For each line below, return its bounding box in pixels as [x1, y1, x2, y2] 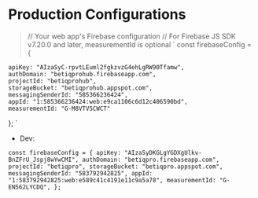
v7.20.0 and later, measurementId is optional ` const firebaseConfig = [27, 39, 252, 49]
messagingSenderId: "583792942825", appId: [8, 169, 153, 178]
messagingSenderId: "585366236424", [8, 90, 128, 99]
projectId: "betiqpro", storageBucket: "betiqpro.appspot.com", [8, 163, 223, 170]
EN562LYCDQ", [8, 183, 51, 191]
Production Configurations [8, 5, 186, 24]
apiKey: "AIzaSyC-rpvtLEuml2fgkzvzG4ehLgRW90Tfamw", [8, 63, 185, 71]
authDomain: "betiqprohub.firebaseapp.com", [8, 70, 157, 78]
